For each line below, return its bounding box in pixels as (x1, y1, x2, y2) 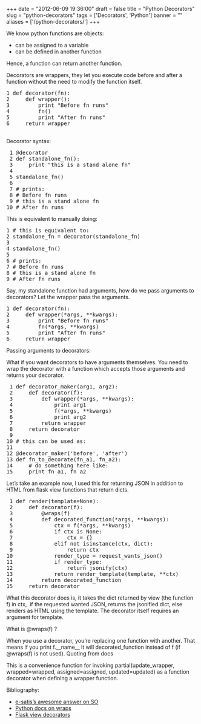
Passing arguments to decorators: (6, 347, 91, 354)
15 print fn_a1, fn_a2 (6, 469, 87, 475)
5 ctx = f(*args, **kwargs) (9, 522, 131, 529)
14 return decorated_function (6, 577, 122, 583)
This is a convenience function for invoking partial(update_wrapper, (6, 661, 174, 669)
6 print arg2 (9, 414, 87, 421)
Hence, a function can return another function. (6, 60, 123, 67)
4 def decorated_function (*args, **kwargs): (9, 516, 170, 523)
